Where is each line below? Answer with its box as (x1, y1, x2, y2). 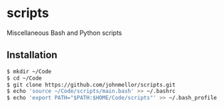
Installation (6, 49, 58, 61)
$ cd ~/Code (6, 75, 42, 82)
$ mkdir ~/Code (6, 67, 52, 75)
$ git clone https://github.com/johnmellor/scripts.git (6, 81, 176, 88)
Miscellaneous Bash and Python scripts (6, 28, 122, 37)
